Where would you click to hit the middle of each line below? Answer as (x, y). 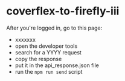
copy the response (38, 59)
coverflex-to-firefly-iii (63, 11)
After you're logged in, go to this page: (54, 28)
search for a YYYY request (48, 52)
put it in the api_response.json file (57, 65)
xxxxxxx (25, 39)
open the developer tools (46, 46)
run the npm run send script (49, 71)
